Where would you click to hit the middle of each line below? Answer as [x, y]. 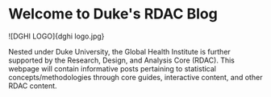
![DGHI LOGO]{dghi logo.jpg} [56, 36]
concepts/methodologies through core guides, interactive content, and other [135, 77]
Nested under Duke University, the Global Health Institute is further [120, 51]
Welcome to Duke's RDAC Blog [113, 14]
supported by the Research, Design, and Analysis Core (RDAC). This [122, 60]
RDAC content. [33, 86]
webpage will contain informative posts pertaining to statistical [112, 68]
